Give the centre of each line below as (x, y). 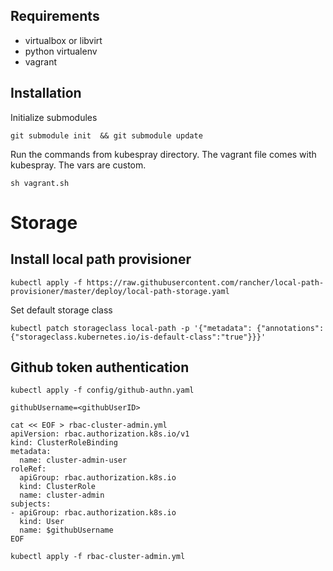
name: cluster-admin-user (73, 460)
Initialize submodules (54, 117)
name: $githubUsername (66, 530)
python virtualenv (61, 51)
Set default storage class (61, 310)
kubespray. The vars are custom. (78, 165)
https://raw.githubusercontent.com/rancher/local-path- (205, 282)
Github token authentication (100, 367)
